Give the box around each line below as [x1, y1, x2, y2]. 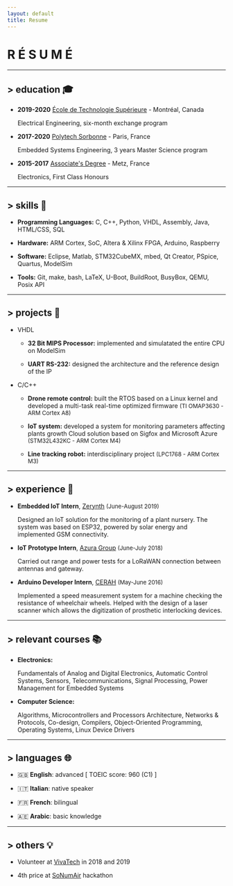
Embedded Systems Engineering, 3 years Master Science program [17, 146, 208, 154]
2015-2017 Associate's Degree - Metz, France [17, 159, 150, 167]
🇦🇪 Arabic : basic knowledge [17, 812, 102, 821]
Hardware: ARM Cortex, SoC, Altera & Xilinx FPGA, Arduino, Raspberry [17, 239, 221, 247]
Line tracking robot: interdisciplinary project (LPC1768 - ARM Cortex [27, 450, 220, 458]
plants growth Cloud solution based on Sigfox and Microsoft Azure [27, 429, 218, 438]
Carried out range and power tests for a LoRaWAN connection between [17, 557, 221, 565]
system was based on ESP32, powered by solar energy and [17, 523, 188, 531]
